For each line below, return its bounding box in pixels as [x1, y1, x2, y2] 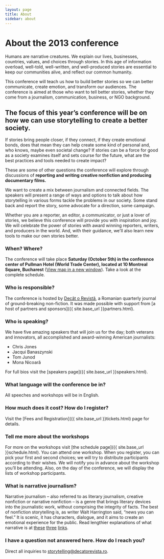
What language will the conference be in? [5, 381, 106, 388]
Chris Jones [12, 344, 37, 350]
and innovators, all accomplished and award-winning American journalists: [5, 334, 156, 340]
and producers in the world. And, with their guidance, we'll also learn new [5, 228, 154, 234]
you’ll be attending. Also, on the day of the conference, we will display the [5, 465, 154, 471]
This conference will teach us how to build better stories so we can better [5, 79, 153, 85]
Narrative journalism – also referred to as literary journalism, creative [5, 493, 143, 500]
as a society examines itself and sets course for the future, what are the [5, 152, 150, 158]
